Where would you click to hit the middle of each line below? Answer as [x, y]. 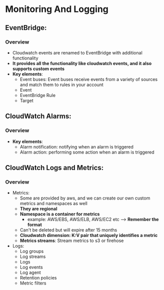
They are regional [38, 209]
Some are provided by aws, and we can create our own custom [85, 198]
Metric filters [33, 283]
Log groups [32, 251]
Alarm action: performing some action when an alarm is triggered [87, 152]
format [35, 225]
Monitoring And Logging [57, 9]
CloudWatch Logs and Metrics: [54, 168]
